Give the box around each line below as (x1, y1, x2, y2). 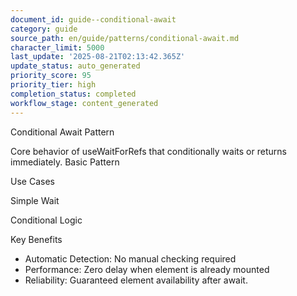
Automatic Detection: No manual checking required (24, 252, 237, 265)
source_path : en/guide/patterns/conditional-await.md (10, 33, 240, 43)
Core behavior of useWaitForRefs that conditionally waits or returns (10, 145, 287, 157)
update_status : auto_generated (10, 61, 141, 71)
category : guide (10, 24, 78, 34)
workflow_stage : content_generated (10, 98, 159, 108)
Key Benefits (10, 233, 63, 245)
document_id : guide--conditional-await (10, 14, 177, 25)
